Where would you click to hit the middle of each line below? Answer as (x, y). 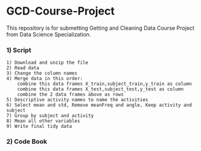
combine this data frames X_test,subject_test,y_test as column (100, 89)
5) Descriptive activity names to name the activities (77, 100)
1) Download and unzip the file (47, 63)
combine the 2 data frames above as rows (70, 95)
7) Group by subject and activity (50, 116)
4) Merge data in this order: (45, 79)
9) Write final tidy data (39, 126)
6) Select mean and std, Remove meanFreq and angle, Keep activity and (99, 105)
